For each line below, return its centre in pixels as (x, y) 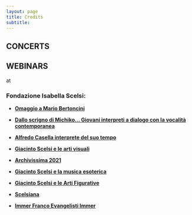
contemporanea (34, 126)
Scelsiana (27, 194)
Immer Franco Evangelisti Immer (55, 206)
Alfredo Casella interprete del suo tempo (65, 137)
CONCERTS (28, 46)
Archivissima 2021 (38, 160)
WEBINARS (27, 66)
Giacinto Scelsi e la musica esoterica (61, 172)
